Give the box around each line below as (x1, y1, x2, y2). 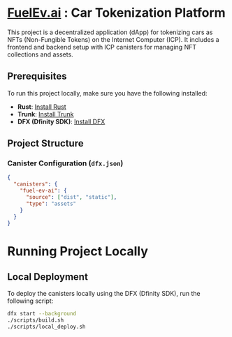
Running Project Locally (7, 243, 149, 259)
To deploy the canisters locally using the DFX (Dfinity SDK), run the (7, 290, 201, 298)
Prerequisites (7, 70, 67, 82)
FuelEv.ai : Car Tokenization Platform (7, 5, 226, 21)
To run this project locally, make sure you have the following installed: (7, 89, 208, 97)
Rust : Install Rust (17, 103, 66, 111)
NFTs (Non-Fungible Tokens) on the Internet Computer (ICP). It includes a (7, 35, 219, 43)
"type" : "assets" (25, 200, 77, 207)
